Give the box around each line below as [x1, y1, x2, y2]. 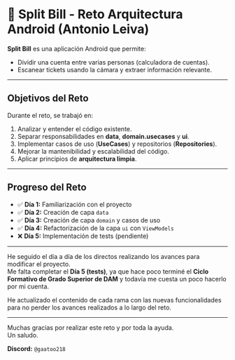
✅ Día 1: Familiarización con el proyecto [17, 200, 132, 208]
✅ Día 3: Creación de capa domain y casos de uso [17, 215, 161, 224]
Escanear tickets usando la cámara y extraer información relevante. [17, 65, 212, 74]
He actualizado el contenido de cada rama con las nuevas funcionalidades [7, 295, 222, 304]
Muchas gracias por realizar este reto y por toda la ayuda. [7, 323, 174, 332]
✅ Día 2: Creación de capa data [17, 208, 109, 216]
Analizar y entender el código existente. [17, 124, 132, 133]
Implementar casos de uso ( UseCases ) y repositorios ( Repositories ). [17, 140, 218, 148]
